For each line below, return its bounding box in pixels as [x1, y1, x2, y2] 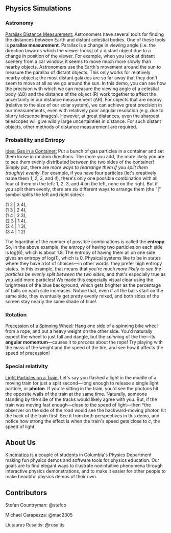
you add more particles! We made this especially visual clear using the [5, 276, 154, 283]
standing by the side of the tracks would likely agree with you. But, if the [5, 396, 157, 402]
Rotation [5, 311, 27, 318]
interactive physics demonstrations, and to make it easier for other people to [5, 468, 166, 474]
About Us [5, 438, 36, 447]
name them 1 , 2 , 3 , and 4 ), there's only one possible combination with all [5, 175, 158, 181]
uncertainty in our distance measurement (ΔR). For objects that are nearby [5, 96, 162, 102]
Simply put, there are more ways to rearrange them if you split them [5, 164, 148, 170]
